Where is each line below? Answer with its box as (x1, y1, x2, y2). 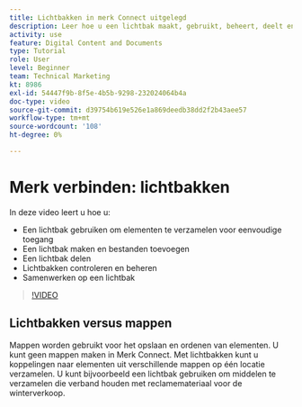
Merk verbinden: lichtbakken (9, 177, 231, 198)
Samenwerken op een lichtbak (22, 272, 136, 283)
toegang (22, 233, 54, 244)
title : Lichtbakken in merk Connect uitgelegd (9, 13, 187, 23)
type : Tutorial (9, 47, 67, 56)
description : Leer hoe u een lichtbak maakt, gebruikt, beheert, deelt (9, 22, 283, 31)
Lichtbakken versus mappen (9, 316, 173, 331)
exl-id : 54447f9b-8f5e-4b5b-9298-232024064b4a (9, 88, 187, 97)
